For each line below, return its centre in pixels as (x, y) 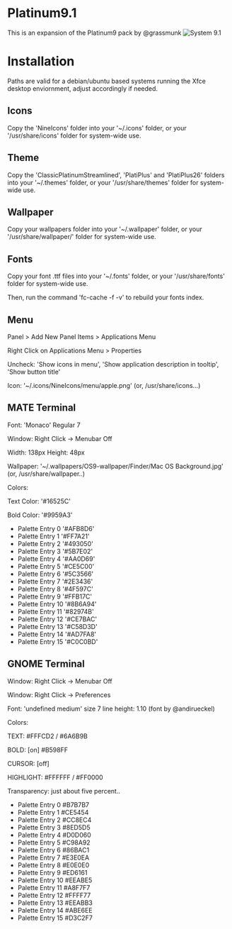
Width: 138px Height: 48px (46, 452)
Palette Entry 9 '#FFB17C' (55, 596)
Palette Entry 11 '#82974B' (56, 611)
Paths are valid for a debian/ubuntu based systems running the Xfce (107, 81)
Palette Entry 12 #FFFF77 (54, 895)
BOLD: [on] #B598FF (38, 750)
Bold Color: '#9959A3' (40, 515)
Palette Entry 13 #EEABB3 (55, 903)
